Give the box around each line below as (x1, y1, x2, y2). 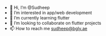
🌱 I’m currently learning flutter (9, 15, 70, 20)
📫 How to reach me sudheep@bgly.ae (9, 26, 88, 31)
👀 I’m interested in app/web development (9, 10, 92, 16)
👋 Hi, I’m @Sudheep (9, 5, 50, 10)
